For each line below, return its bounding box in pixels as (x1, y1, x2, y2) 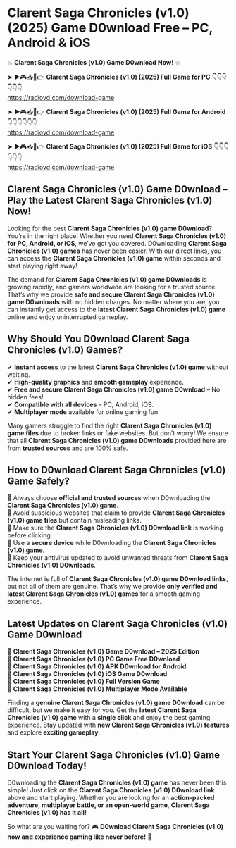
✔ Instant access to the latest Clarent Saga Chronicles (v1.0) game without (7, 363, 229, 371)
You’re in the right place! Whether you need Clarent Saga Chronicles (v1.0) (7, 231, 227, 240)
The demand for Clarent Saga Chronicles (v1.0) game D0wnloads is (7, 275, 207, 283)
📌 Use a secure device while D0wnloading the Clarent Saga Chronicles (7, 539, 216, 547)
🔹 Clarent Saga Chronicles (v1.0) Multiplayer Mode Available (7, 685, 188, 693)
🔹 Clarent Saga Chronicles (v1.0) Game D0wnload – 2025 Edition (7, 647, 199, 656)
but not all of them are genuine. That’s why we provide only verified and (7, 582, 218, 591)
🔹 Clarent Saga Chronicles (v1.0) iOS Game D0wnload (7, 670, 168, 678)
